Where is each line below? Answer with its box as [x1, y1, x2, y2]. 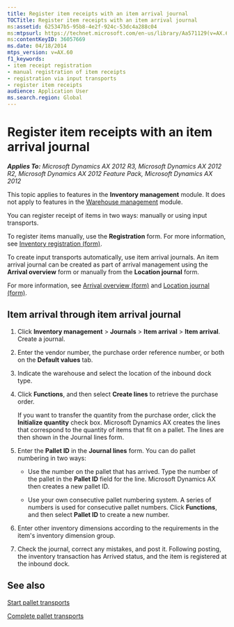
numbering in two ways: [17, 454, 87, 462]
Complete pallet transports [7, 612, 84, 620]
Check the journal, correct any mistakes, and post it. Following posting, [17, 544, 221, 553]
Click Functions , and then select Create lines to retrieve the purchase [17, 390, 219, 398]
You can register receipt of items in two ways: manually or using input [7, 211, 208, 219]
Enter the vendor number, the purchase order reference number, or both [17, 348, 225, 356]
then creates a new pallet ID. [27, 482, 110, 491]
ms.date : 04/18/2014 [7, 42, 68, 49]
